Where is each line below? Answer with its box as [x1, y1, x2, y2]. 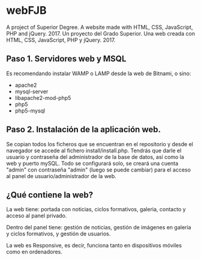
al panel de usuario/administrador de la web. [6, 172, 117, 179]
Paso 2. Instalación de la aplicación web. [6, 125, 161, 135]
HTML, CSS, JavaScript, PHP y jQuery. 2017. [6, 36, 116, 43]
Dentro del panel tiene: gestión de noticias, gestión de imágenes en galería [6, 224, 191, 231]
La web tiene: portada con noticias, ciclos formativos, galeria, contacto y [6, 206, 186, 213]
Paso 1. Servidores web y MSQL [6, 54, 127, 64]
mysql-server [14, 88, 49, 95]
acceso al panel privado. [6, 212, 67, 220]
